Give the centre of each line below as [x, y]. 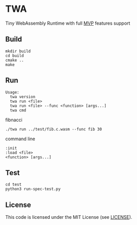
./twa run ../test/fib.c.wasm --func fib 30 [54, 129]
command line [20, 139]
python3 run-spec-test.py [33, 189]
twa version [23, 97]
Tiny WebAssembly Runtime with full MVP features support [68, 23]
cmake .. [15, 60]
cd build [15, 55]
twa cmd [18, 110]
